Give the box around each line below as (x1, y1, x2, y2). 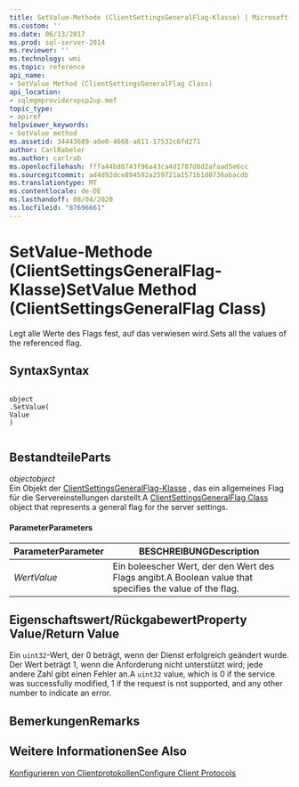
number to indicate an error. (9, 687, 112, 699)
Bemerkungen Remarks (9, 713, 141, 728)
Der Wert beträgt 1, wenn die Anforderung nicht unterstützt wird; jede (9, 660, 263, 670)
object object (9, 474, 55, 484)
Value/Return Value (9, 626, 120, 641)
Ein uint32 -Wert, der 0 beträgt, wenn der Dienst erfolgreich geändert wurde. (9, 650, 289, 661)
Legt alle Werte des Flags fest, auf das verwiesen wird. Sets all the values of (9, 328, 287, 338)
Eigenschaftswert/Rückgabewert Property (9, 612, 247, 628)
